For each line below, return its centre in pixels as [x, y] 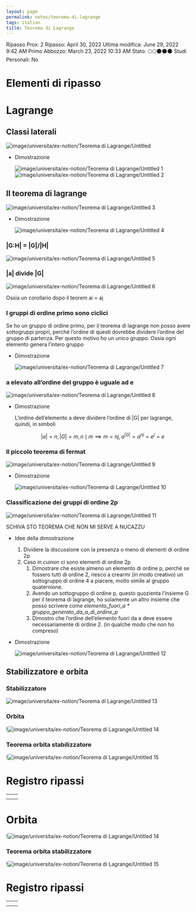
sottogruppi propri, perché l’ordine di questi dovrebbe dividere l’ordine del [95, 332]
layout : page [22, 11]
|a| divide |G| [25, 274]
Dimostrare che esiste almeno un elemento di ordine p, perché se [111, 568]
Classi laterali [31, 132]
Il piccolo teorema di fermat [46, 452]
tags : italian [23, 22]
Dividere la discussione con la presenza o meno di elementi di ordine [106, 549]
